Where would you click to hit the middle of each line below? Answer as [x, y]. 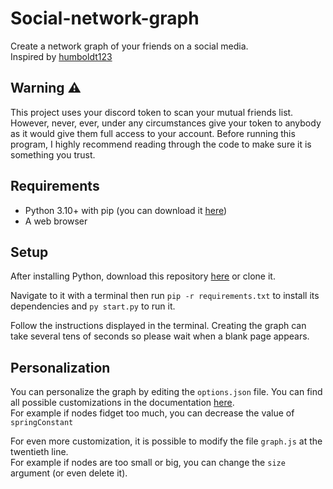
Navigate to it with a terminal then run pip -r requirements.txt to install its [165, 296]
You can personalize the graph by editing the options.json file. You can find [166, 392]
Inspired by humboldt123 [61, 56]
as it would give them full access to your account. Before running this [153, 133]
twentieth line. [39, 452]
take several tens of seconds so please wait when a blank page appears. [160, 336]
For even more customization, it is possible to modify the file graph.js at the [166, 441]
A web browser [56, 221]
